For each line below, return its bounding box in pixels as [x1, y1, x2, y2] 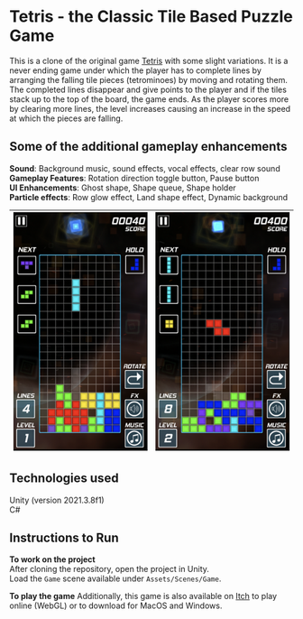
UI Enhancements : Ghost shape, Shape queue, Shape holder [9, 182, 236, 193]
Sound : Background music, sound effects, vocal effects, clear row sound [9, 162, 281, 173]
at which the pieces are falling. [9, 113, 124, 124]
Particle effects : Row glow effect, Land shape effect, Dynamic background [9, 191, 289, 202]
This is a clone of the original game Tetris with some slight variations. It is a [9, 55, 289, 66]
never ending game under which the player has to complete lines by [9, 65, 262, 76]
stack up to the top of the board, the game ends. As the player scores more [9, 93, 289, 105]
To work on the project [9, 554, 96, 565]
